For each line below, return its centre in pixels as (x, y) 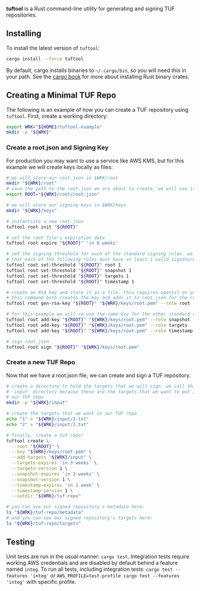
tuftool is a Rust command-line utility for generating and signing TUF (91, 9)
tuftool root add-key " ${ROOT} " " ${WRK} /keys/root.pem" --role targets (97, 325)
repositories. (22, 15)
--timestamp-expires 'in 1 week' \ (56, 485)
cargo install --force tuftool (45, 59)
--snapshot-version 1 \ (41, 479)
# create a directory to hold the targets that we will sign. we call (96, 386)
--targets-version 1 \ (40, 469)
